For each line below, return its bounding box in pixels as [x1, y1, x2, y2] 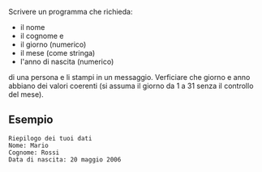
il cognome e [19, 31, 64, 40]
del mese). [8, 90, 45, 99]
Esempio [8, 113, 54, 127]
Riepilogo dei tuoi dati [8, 134, 92, 142]
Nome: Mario [8, 141, 49, 149]
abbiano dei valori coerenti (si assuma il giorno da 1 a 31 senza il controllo [8, 81, 254, 90]
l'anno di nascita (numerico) [19, 57, 114, 66]
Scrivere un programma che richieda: [8, 7, 133, 16]
